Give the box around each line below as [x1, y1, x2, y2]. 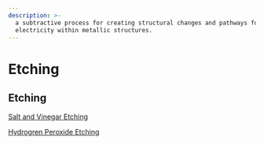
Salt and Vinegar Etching [8, 112, 89, 122]
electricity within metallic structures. [15, 26, 153, 34]
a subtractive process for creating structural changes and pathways [15, 19, 247, 27]
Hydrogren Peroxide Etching [8, 127, 100, 137]
